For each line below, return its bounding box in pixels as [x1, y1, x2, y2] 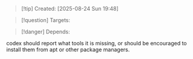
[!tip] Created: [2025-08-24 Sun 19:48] [21, 5, 119, 12]
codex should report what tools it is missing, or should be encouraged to [6, 40, 187, 46]
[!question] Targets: [21, 17, 71, 23]
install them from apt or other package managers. [6, 46, 130, 53]
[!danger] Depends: [21, 28, 70, 35]
